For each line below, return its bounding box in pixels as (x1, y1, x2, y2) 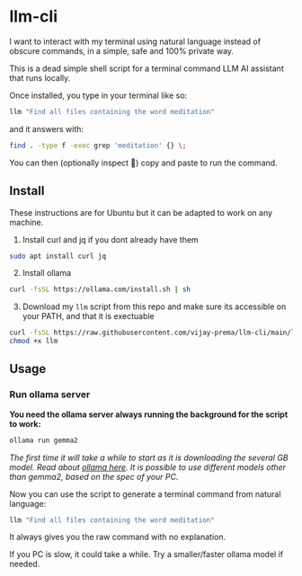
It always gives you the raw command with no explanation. (9, 532, 226, 543)
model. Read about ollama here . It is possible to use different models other (9, 461, 286, 473)
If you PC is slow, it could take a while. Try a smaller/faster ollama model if (9, 549, 284, 560)
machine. (9, 217, 44, 227)
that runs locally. (9, 72, 71, 83)
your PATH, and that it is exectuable (22, 311, 155, 322)
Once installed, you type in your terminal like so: (9, 90, 188, 101)
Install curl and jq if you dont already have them (22, 234, 200, 244)
